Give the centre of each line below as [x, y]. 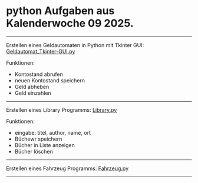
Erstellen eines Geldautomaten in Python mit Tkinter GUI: [75, 45]
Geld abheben [32, 86]
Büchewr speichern [38, 139]
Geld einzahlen [33, 93]
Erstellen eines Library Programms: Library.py [62, 109]
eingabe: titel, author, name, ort [53, 132]
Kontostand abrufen [39, 74]
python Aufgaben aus [60, 11]
